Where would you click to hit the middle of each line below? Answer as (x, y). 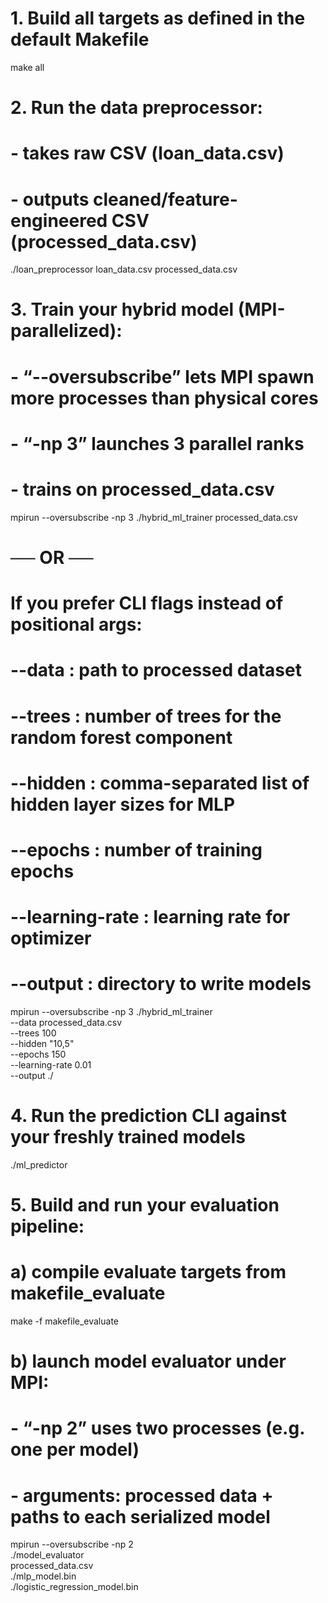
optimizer (51, 938)
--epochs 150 (38, 1054)
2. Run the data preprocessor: (136, 108)
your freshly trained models (128, 1137)
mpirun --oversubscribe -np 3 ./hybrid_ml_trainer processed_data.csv (154, 517)
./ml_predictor (39, 1164)
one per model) (75, 1449)
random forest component (121, 737)
